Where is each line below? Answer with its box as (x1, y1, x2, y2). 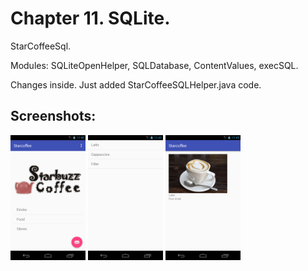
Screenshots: (10, 108, 97, 125)
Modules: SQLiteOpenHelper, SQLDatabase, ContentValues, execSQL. (10, 59, 299, 71)
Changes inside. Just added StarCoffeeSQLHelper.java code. (10, 78, 262, 91)
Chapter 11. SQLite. (10, 7, 171, 30)
